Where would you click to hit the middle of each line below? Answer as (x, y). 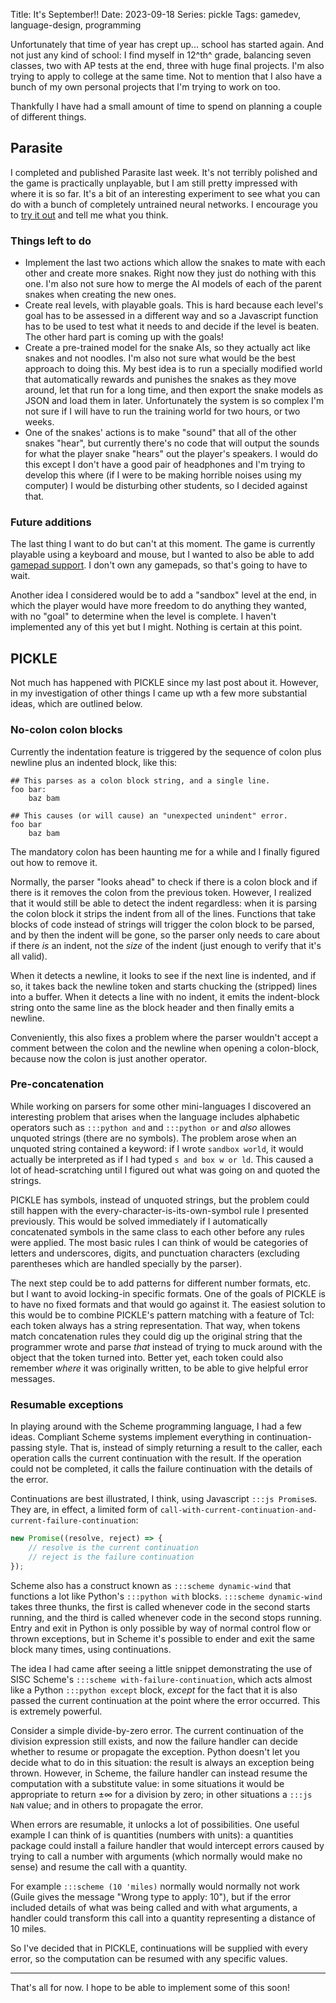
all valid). (29, 956)
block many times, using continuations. (91, 1649)
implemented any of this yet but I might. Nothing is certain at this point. (156, 627)
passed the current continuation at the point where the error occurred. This (165, 1700)
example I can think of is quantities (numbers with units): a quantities (152, 1835)
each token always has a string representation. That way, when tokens (155, 1325)
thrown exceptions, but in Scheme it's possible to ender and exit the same (162, 1638)
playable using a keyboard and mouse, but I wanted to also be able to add (162, 555)
